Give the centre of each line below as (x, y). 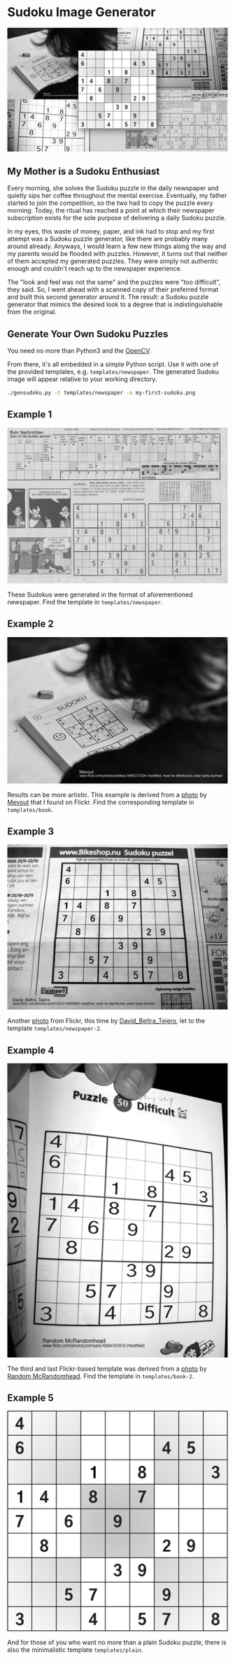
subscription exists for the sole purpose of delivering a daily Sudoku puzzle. (117, 218)
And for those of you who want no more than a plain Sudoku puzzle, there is (117, 1642)
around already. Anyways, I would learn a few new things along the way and (117, 246)
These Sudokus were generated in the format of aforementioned (100, 594)
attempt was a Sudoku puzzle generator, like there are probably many (108, 239)
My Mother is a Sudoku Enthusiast (84, 171)
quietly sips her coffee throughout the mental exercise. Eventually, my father (117, 196)
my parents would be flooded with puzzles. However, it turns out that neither (117, 254)
